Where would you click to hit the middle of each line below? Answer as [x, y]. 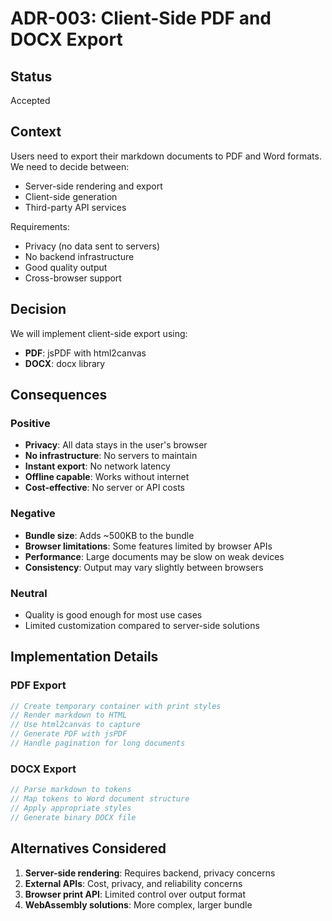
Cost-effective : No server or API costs [104, 488]
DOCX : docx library [65, 363]
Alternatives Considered [88, 848]
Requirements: [40, 226]
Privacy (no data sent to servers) [92, 246]
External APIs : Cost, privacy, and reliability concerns [133, 883]
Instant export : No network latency [97, 466]
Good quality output [66, 267]
